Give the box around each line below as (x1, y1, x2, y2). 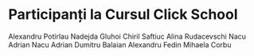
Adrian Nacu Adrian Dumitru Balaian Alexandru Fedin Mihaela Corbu (8, 39, 232, 49)
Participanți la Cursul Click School (8, 6, 238, 24)
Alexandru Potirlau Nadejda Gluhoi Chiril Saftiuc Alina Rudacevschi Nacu (8, 32, 247, 41)
